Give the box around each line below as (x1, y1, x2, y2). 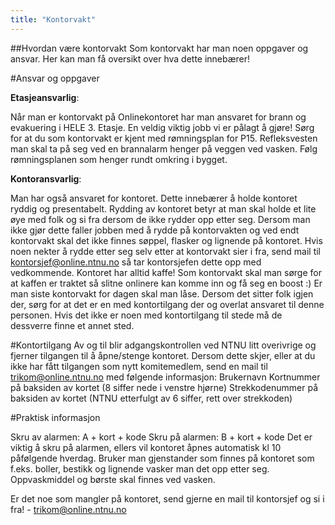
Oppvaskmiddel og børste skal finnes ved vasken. (10, 473, 216, 485)
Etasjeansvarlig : (10, 91, 80, 103)
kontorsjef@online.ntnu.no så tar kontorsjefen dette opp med (10, 256, 262, 268)
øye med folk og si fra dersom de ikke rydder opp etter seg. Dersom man (10, 213, 311, 225)
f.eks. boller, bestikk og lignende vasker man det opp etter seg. (10, 462, 270, 475)
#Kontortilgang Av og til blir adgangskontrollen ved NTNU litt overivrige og (10, 339, 317, 351)
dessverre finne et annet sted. (10, 319, 135, 331)
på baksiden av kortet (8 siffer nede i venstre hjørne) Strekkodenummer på (10, 381, 318, 393)
